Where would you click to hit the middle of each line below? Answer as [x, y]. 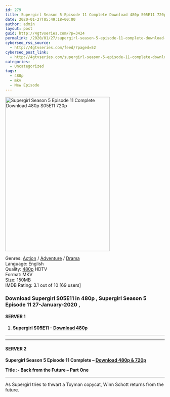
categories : [18, 62]
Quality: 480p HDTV [26, 269]
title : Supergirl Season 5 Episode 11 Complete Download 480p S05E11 [80, 15]
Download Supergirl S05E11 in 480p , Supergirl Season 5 [76, 298]
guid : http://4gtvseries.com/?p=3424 [45, 33]
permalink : [17, 38]
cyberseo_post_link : [27, 52]
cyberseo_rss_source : [28, 43]
